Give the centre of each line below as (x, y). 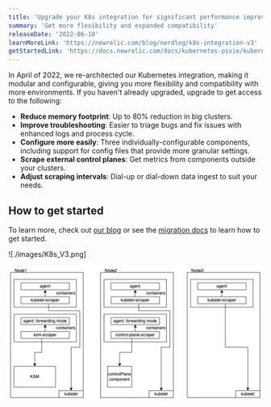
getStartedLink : (35, 51)
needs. (31, 185)
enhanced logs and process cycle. (77, 134)
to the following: (35, 101)
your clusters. (43, 168)
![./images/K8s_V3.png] (48, 254)
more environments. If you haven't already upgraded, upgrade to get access (135, 92)
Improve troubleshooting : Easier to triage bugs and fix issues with (131, 125)
